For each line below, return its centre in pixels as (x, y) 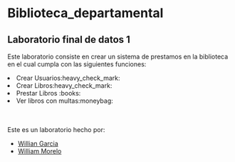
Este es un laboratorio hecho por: (56, 130)
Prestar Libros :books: (49, 93)
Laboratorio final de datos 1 (69, 40)
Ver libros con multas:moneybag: (65, 101)
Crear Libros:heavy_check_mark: (64, 86)
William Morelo (40, 151)
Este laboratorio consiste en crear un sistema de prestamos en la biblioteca (118, 56)
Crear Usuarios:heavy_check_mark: (68, 78)
